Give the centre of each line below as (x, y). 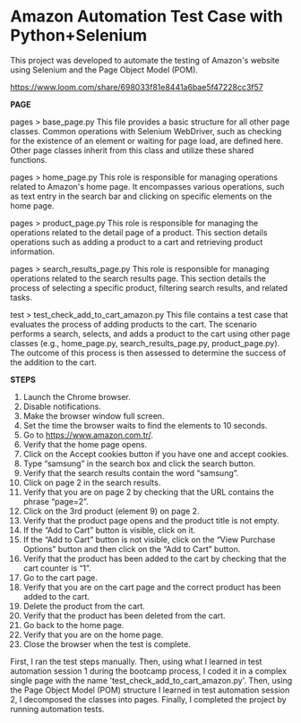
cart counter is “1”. (57, 568)
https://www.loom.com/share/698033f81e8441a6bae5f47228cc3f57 (137, 87)
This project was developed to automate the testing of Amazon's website (145, 60)
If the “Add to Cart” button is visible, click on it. (109, 530)
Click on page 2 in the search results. (92, 482)
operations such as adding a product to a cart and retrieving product (137, 242)
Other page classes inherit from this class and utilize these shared (132, 150)
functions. (29, 159)
